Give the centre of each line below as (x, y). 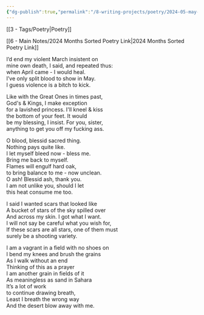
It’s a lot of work (26, 286)
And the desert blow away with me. (51, 305)
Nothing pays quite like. (36, 147)
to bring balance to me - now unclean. (54, 173)
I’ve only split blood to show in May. (51, 78)
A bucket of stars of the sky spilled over (56, 210)
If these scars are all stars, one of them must (62, 229)
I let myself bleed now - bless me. (49, 153)
